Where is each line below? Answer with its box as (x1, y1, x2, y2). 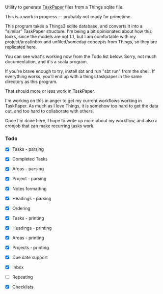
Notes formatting (12, 186, 47, 191)
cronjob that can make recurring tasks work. (5, 123, 95, 129)
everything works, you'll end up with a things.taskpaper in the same (5, 74, 142, 79)
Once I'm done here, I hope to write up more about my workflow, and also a (5, 118, 158, 123)
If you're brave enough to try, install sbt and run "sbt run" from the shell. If (5, 68, 155, 74)
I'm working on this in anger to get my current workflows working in (5, 98, 142, 104)
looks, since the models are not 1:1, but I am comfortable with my (5, 34, 136, 39)
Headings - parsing (12, 195, 52, 201)
